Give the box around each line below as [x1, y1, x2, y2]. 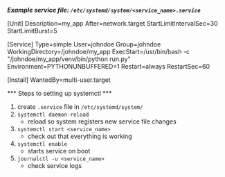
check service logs [27, 162, 82, 169]
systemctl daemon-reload [17, 111, 89, 118]
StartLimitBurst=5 [7, 27, 57, 35]
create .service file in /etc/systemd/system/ [17, 103, 143, 110]
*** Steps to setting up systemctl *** [7, 90, 112, 97]
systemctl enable [17, 141, 68, 148]
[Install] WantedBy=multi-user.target [7, 76, 111, 84]
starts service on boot [27, 147, 91, 155]
